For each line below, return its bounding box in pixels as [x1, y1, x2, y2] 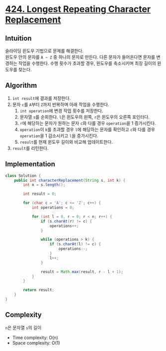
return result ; [23, 288, 55, 293]
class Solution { [5, 173, 41, 178]
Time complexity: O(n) [12, 335, 58, 341]
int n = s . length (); [23, 182, 66, 188]
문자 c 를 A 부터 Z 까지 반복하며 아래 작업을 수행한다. [12, 101, 109, 107]
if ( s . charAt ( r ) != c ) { [40, 219, 92, 224]
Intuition [5, 34, 32, 42]
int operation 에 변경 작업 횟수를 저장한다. [19, 107, 103, 113]
